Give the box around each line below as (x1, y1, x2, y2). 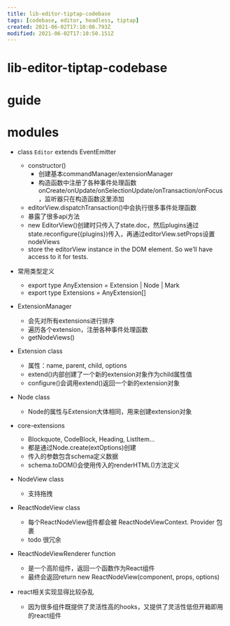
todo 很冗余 (27, 535, 62, 544)
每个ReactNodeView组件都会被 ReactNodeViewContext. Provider (27, 517, 215, 526)
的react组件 (27, 611, 62, 620)
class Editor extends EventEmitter (17, 147, 117, 156)
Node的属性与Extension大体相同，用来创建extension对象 (27, 407, 192, 415)
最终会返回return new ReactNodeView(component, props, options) (27, 573, 220, 581)
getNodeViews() (27, 333, 75, 341)
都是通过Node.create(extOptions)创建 (27, 443, 136, 451)
